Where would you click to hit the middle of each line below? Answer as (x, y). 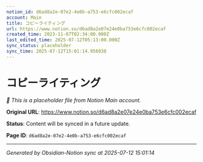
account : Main (24, 18)
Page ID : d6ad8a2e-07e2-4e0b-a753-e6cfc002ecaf (66, 135)
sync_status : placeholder (39, 46)
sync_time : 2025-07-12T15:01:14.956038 (56, 51)
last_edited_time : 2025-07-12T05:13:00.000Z (63, 40)
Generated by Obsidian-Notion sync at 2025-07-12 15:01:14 (81, 152)
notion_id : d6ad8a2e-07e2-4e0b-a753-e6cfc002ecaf (70, 12)
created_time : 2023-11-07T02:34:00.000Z (58, 34)
